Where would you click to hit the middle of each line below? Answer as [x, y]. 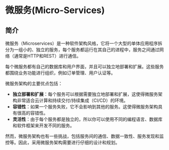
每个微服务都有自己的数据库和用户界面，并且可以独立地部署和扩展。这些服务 [84, 66]
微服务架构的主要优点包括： [34, 84]
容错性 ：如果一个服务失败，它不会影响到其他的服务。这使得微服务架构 [85, 107]
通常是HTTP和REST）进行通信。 [48, 56]
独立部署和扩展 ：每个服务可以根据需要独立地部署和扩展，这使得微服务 [85, 94]
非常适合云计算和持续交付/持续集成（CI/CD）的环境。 [72, 100]
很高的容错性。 [32, 113]
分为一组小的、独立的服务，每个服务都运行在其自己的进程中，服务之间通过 [82, 50]
